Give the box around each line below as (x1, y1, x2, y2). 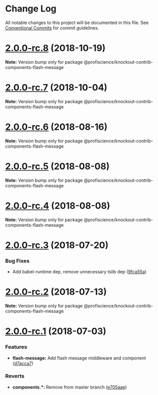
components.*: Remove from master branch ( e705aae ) (12, 384, 127, 390)
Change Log (5, 3, 56, 15)
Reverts (5, 372, 25, 379)
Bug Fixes (5, 257, 30, 264)
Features (5, 343, 27, 350)
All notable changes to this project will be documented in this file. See (5, 20, 149, 26)
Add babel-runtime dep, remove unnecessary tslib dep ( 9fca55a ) (12, 269, 146, 275)
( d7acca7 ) (12, 360, 33, 366)
